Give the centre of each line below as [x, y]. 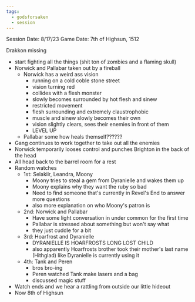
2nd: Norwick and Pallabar [56, 212]
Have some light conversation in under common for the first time [110, 218]
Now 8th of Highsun [39, 293]
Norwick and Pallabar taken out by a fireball [67, 68]
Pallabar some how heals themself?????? [73, 137]
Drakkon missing [26, 51]
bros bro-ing [47, 268]
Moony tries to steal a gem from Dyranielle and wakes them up [108, 180]
